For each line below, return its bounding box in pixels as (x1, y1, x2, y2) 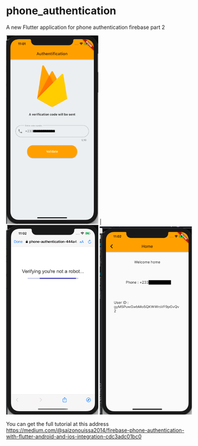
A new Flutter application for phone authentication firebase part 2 (6, 24, 165, 31)
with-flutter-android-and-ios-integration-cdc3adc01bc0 (6, 433, 142, 440)
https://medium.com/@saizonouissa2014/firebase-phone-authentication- (6, 427, 184, 434)
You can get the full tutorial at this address (6, 421, 109, 428)
